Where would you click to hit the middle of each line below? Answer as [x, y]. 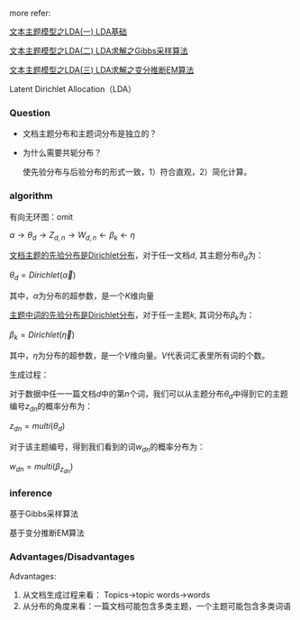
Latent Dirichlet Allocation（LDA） [73, 89]
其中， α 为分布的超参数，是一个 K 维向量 [82, 296]
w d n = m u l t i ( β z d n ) [41, 468]
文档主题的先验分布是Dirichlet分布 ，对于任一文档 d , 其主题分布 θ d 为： [136, 256]
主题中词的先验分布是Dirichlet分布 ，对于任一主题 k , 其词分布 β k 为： [132, 316]
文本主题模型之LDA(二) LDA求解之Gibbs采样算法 [99, 50]
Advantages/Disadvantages [72, 557]
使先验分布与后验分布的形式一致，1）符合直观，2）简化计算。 [137, 172]
